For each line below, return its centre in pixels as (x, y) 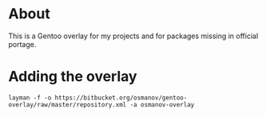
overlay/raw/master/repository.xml (67, 104)
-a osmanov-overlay (162, 104)
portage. (22, 44)
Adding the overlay (73, 77)
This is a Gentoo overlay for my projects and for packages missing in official (133, 36)
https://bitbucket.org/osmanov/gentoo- (121, 97)
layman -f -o (30, 97)
